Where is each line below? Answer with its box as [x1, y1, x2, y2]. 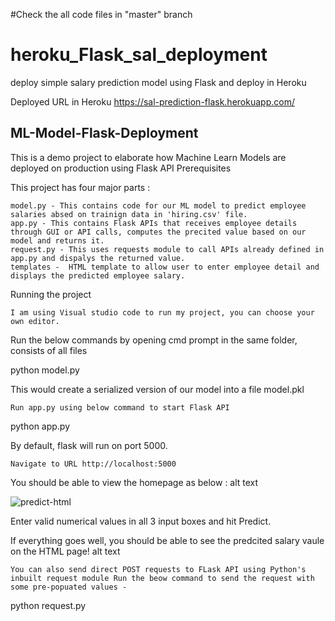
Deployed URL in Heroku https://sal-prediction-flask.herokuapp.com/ [10, 95, 295, 108]
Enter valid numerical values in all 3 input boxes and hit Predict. [10, 515, 272, 527]
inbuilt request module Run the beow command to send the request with [10, 573, 315, 583]
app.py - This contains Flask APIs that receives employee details [10, 218, 298, 228]
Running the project [10, 288, 92, 300]
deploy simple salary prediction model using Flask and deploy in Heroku [10, 76, 307, 88]
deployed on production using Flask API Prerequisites [10, 162, 232, 174]
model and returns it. [10, 235, 105, 246]
